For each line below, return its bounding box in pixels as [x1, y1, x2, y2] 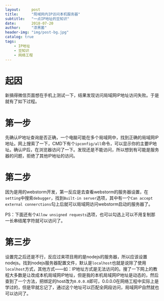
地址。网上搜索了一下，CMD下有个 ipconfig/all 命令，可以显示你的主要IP [5, 140, 153, 147]
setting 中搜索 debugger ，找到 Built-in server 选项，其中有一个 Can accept [5, 195, 153, 201]
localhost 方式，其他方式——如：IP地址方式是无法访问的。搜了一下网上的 [5, 266, 153, 272]
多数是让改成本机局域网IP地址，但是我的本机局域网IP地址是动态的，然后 [13, 272, 159, 278]
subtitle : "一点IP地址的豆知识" [5, 16, 70, 21]
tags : [5, 39, 16, 44]
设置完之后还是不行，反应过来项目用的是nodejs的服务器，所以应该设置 [5, 254, 148, 260]
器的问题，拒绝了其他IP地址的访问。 [5, 153, 78, 159]
